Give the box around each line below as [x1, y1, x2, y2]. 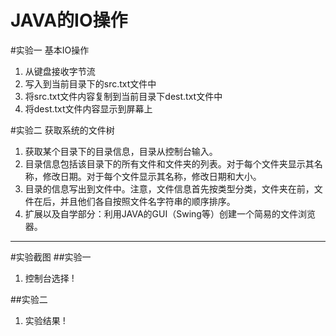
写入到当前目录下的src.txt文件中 [24, 77, 157, 90]
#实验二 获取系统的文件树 [10, 124, 115, 136]
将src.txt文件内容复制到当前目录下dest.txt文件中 [24, 90, 223, 102]
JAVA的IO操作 [10, 9, 128, 32]
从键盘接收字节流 [24, 65, 96, 77]
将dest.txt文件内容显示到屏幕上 [24, 102, 153, 115]
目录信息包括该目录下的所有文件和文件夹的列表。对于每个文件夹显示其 [24, 157, 315, 170]
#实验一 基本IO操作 [10, 44, 90, 56]
